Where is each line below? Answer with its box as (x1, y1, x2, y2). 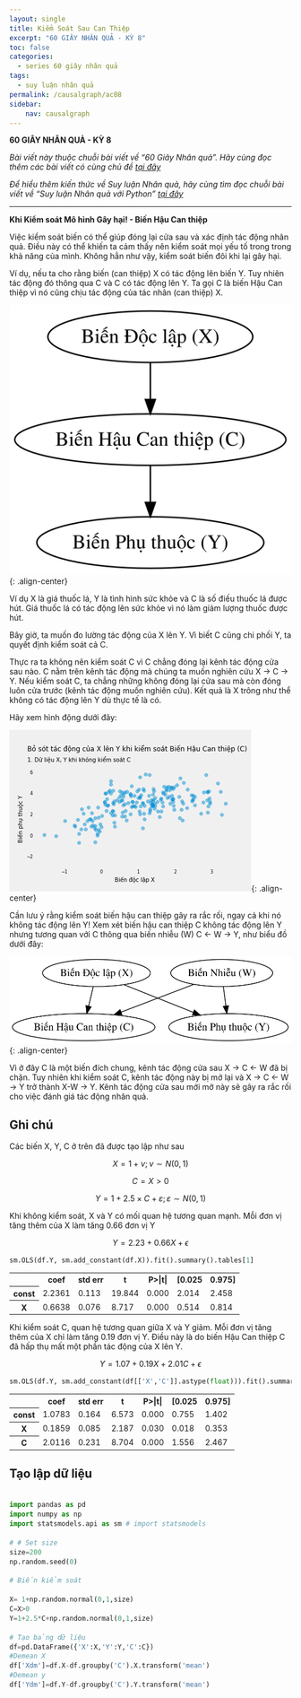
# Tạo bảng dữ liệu (9, 1633, 87, 1641)
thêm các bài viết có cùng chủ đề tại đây (9, 161, 161, 172)
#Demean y (9, 1671, 47, 1680)
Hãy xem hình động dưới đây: (9, 712, 118, 723)
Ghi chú (9, 1117, 54, 1132)
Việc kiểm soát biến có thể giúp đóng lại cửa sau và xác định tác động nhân (9, 231, 289, 242)
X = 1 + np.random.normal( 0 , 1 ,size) (9, 1595, 134, 1605)
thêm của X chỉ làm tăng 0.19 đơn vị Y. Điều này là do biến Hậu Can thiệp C (9, 1332, 286, 1343)
